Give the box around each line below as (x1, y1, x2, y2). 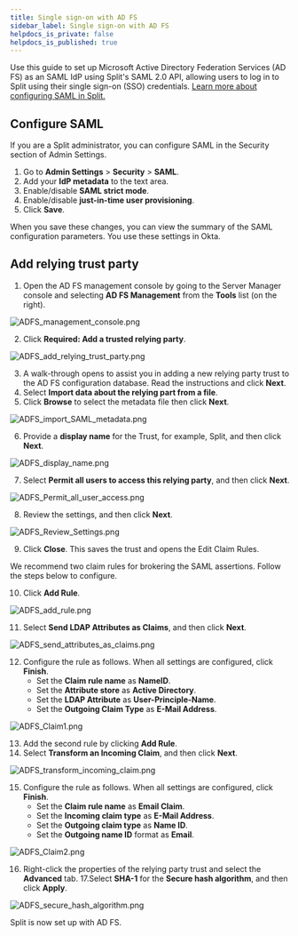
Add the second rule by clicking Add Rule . (22, 738, 178, 748)
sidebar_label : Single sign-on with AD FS (10, 21, 169, 30)
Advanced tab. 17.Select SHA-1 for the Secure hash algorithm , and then (22, 873, 288, 884)
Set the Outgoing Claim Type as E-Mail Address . (35, 703, 217, 714)
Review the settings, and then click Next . (22, 508, 173, 520)
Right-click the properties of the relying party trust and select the (22, 863, 262, 874)
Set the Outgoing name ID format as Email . (35, 828, 194, 840)
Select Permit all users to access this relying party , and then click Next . (22, 475, 290, 485)
